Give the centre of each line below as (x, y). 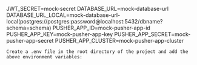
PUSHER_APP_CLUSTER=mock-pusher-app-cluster (119, 41)
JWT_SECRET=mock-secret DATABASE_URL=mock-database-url (87, 9)
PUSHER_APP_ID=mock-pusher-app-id (101, 28)
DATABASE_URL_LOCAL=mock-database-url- (63, 15)
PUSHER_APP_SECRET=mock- (152, 34)
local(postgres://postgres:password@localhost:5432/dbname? (85, 21)
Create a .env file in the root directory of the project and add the (97, 52)
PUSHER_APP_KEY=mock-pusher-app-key (60, 34)
